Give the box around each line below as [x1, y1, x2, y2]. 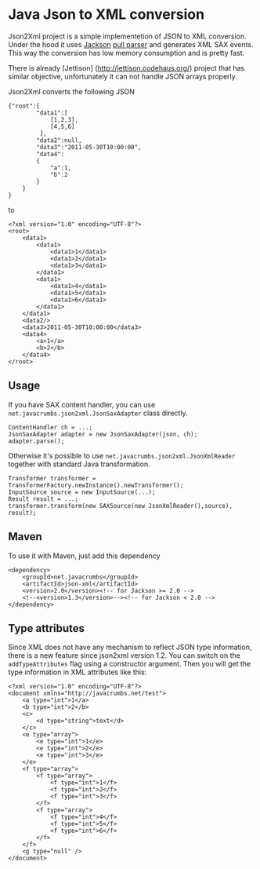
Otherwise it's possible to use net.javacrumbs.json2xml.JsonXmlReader [8, 451, 236, 460]
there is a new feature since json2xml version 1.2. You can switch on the [8, 651, 240, 660]
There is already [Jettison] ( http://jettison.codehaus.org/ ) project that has [8, 63, 245, 72]
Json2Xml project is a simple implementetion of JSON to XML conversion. [8, 31, 247, 41]
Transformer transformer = [8, 474, 96, 482]
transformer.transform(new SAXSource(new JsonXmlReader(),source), [8, 502, 233, 509]
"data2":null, [36, 136, 82, 144]
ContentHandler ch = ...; [8, 423, 92, 431]
